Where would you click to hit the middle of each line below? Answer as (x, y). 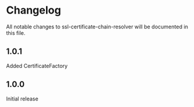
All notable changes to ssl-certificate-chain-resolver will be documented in (97, 27)
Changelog (34, 10)
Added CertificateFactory (37, 66)
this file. (16, 33)
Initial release (22, 99)
